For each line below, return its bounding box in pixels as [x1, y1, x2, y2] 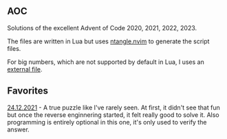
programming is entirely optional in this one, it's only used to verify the [7, 118, 207, 126]
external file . [7, 65, 43, 73]
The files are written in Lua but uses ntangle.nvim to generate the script [7, 37, 210, 45]
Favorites [7, 85, 48, 97]
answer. [7, 125, 30, 133]
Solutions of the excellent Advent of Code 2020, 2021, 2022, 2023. [7, 23, 197, 32]
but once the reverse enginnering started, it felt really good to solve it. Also [7, 110, 219, 119]
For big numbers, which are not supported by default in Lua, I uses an [7, 58, 204, 66]
